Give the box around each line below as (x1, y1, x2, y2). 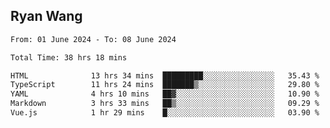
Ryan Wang (10, 8, 83, 25)
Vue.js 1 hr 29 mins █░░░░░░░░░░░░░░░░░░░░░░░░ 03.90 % (10, 108, 320, 118)
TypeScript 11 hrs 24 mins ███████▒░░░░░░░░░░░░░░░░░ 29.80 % (10, 80, 320, 90)
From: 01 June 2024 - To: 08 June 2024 (10, 34, 177, 44)
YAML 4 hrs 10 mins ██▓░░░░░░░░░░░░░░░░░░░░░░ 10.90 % (10, 89, 320, 99)
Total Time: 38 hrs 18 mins (10, 52, 128, 63)
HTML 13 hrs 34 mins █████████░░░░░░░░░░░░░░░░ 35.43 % (10, 70, 320, 81)
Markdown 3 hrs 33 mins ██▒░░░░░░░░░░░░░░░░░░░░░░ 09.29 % (10, 99, 320, 109)
